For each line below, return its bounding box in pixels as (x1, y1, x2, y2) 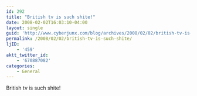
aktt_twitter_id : (6, 52, 49, 58)
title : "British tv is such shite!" (6, 14, 96, 20)
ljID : (6, 42, 19, 47)
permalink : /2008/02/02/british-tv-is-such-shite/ (6, 36, 133, 42)
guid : (6, 30, 19, 36)
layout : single (6, 25, 43, 31)
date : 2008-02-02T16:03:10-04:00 (6, 19, 88, 25)
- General (16, 68, 41, 74)
